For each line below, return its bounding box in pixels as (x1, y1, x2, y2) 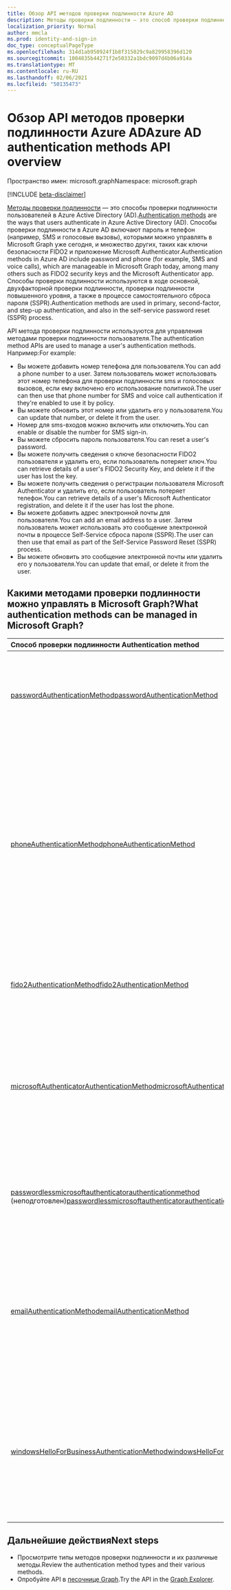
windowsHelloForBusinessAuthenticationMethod (10, 1447, 168, 1456)
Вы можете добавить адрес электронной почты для (16, 509, 170, 517)
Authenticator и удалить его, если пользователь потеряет (16, 487, 186, 495)
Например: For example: (7, 349, 76, 357)
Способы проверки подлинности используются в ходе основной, (7, 277, 200, 285)
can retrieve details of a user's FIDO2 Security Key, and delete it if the (16, 465, 215, 473)
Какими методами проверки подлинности (7, 587, 201, 599)
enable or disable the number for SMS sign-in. (16, 428, 148, 436)
